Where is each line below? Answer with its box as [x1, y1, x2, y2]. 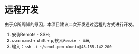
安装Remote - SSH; [11, 31, 50, 37]
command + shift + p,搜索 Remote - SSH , [11, 37, 91, 43]
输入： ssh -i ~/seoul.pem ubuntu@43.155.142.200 [11, 43, 112, 49]
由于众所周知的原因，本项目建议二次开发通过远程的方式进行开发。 [4, 21, 137, 27]
